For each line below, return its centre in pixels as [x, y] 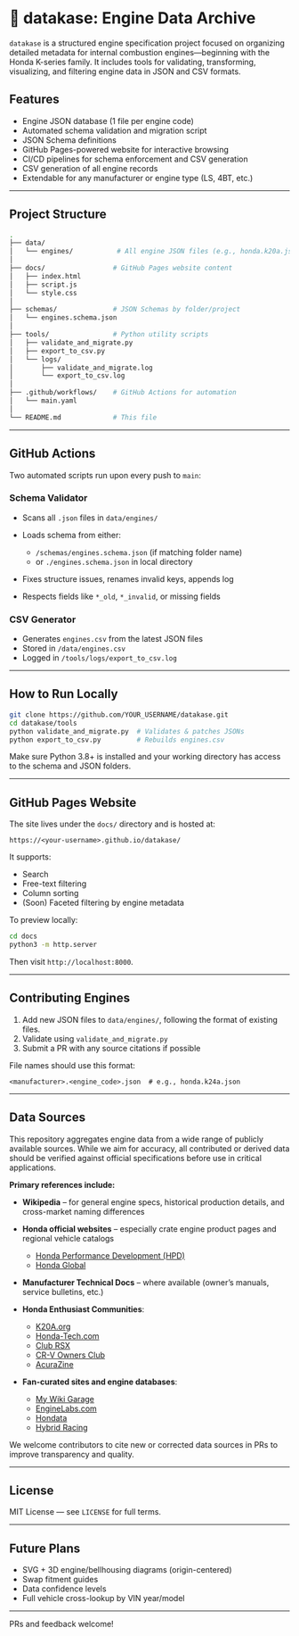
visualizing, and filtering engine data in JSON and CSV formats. [125, 71]
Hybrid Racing [61, 1427]
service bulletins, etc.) [63, 1291]
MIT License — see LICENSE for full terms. [85, 1512]
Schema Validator [48, 498]
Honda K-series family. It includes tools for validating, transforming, [133, 62]
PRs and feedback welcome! [61, 1624]
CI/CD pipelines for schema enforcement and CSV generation [135, 159]
